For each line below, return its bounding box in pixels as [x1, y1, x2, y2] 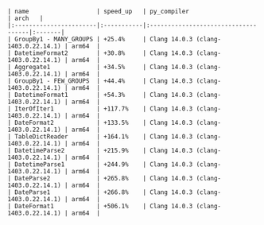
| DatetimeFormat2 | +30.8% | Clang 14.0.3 [7, 49, 193, 57]
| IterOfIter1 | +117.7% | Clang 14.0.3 [7, 105, 193, 113]
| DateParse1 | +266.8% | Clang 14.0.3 [7, 188, 193, 196]
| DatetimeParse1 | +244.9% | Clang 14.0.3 [7, 161, 193, 169]
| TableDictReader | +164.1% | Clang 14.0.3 [7, 133, 193, 141]
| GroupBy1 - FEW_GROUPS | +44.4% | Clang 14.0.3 [7, 77, 193, 85]
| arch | [7, 14, 44, 22]
